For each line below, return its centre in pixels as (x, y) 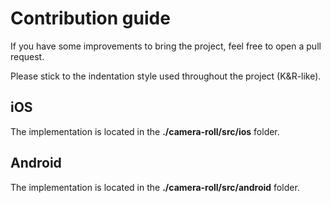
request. (27, 56)
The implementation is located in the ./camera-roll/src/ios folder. (145, 131)
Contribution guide (90, 18)
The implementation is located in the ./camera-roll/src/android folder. (155, 187)
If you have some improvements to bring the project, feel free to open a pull (166, 46)
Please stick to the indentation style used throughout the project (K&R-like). (166, 76)
